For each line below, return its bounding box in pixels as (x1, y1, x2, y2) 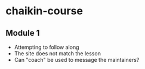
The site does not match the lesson (14, 50, 101, 57)
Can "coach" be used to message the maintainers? (14, 57, 140, 63)
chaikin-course (5, 4, 83, 18)
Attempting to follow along (14, 43, 79, 51)
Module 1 (5, 28, 40, 38)
